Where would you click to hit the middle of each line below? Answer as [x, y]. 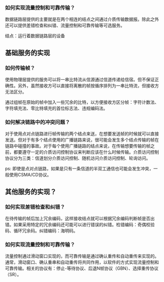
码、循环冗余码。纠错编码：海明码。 [41, 231]
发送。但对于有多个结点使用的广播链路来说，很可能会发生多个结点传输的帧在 [82, 140]
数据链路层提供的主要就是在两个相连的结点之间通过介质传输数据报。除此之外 [82, 19]
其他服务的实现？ [31, 192]
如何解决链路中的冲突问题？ [38, 122]
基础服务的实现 [28, 53]
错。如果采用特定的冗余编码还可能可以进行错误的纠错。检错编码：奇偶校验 [80, 224]
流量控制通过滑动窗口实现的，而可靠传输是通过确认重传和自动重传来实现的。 [82, 256]
